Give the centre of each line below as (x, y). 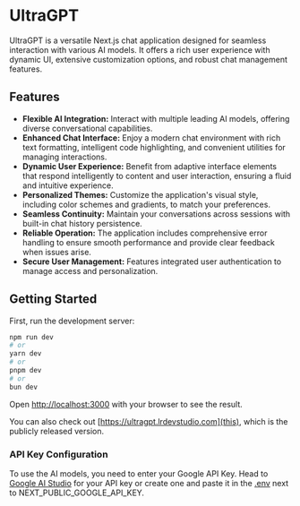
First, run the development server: (72, 321)
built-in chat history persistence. (82, 223)
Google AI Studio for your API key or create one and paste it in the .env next (149, 483)
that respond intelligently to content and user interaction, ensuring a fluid (157, 176)
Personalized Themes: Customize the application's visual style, (140, 194)
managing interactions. (64, 157)
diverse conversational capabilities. (87, 128)
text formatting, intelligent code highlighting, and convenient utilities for (154, 147)
